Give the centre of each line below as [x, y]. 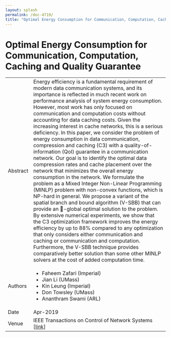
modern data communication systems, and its [88, 88]
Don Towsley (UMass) [68, 292]
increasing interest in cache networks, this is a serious [98, 126]
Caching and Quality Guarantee [73, 66]
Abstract [18, 171]
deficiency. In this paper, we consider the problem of [96, 133]
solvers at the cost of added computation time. [89, 260]
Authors [17, 286]
